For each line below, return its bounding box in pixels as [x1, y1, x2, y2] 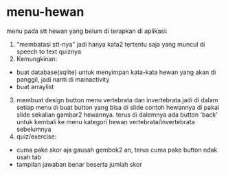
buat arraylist [16, 82, 54, 91]
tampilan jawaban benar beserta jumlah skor [16, 160, 142, 168]
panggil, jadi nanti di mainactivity [16, 75, 110, 83]
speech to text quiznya [16, 47, 82, 56]
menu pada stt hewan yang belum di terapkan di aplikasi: [6, 27, 168, 35]
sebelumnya [16, 125, 52, 133]
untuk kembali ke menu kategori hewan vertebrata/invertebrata [16, 117, 195, 126]
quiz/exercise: [16, 132, 57, 141]
